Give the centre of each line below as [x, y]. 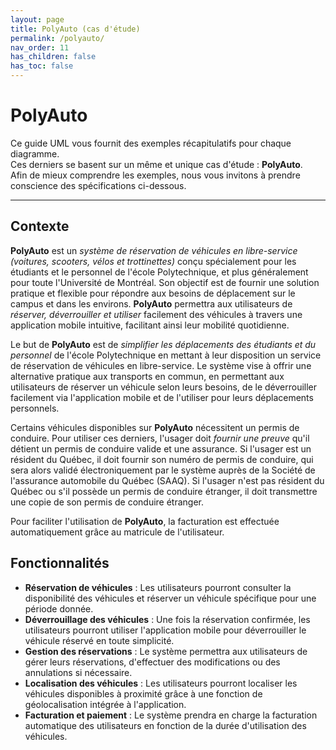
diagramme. [35, 153]
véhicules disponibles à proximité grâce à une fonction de [143, 693]
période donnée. [59, 608]
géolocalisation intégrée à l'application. [105, 704]
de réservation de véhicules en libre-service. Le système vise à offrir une [161, 365]
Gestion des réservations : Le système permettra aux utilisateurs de [166, 651]
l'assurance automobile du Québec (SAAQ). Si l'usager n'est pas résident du [167, 480]
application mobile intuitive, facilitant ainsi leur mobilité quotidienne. [150, 325]
